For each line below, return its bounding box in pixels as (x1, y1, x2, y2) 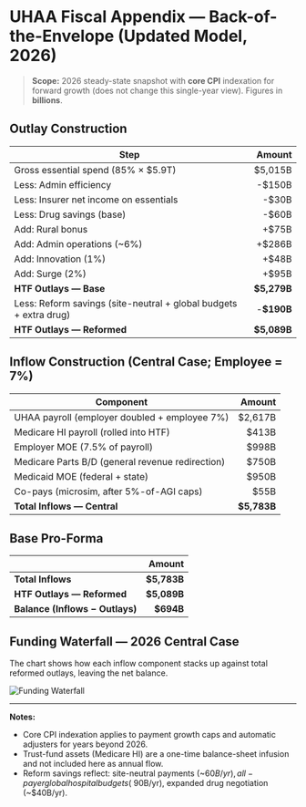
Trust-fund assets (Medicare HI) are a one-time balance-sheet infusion (22, 749, 290, 760)
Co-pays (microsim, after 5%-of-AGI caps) (14, 485, 203, 498)
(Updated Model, (117, 26, 248, 47)
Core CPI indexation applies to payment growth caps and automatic (22, 729, 276, 740)
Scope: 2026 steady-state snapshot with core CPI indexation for (31, 75, 275, 86)
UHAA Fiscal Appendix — (9, 6, 206, 27)
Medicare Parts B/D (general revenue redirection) (14, 455, 226, 468)
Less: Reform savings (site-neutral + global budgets (14, 296, 238, 309)
